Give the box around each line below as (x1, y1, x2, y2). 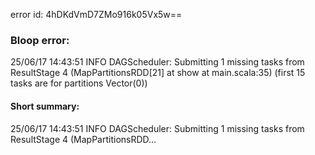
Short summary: (10, 100, 80, 112)
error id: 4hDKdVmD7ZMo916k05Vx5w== (10, 9, 183, 20)
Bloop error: (10, 33, 70, 47)
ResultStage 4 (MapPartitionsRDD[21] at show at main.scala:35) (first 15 (10, 67, 306, 79)
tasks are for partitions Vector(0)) (10, 77, 148, 89)
